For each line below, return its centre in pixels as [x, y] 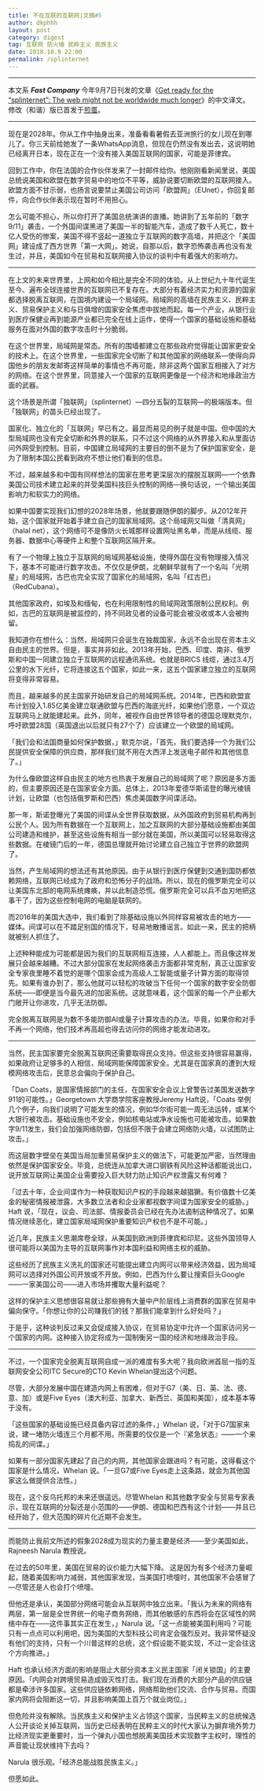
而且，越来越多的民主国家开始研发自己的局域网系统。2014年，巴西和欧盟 [126, 695]
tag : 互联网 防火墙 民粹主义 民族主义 [63, 45]
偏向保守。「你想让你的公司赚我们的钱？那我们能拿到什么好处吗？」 [117, 1310]
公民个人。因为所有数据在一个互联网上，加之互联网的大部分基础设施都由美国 [132, 824]
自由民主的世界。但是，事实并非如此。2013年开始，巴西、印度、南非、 [123, 649]
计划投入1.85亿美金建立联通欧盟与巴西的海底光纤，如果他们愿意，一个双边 [135, 706]
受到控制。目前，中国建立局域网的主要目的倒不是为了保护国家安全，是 [142, 448]
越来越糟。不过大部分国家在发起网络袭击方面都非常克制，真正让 [132, 963]
